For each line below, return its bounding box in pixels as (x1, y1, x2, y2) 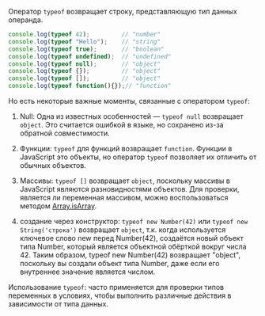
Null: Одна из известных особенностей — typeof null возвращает (19, 112, 244, 121)
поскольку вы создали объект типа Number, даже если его (19, 259, 220, 268)
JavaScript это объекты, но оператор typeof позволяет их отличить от (19, 152, 257, 162)
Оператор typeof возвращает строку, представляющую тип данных (8, 7, 237, 16)
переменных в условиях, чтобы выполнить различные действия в (8, 291, 232, 300)
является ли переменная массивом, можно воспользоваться (19, 193, 229, 202)
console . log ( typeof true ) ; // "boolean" (8, 45, 165, 53)
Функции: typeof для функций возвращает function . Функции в (19, 144, 233, 153)
